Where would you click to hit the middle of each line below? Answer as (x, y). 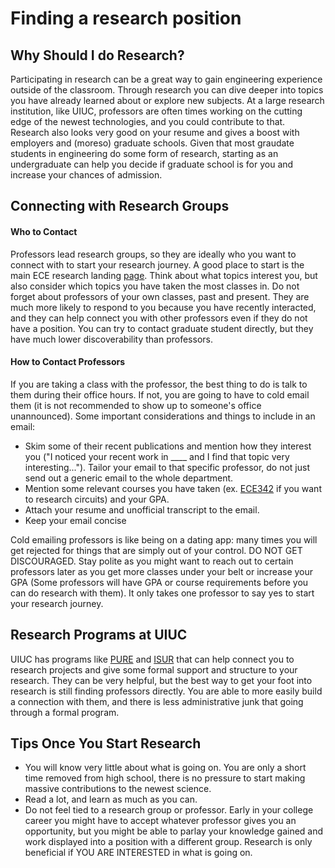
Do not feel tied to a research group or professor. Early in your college (169, 810)
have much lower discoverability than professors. (111, 339)
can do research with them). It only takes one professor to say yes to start (162, 593)
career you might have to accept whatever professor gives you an (160, 821)
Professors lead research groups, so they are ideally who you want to (153, 254)
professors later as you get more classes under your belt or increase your (162, 571)
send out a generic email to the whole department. (129, 478)
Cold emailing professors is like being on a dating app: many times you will (164, 539)
